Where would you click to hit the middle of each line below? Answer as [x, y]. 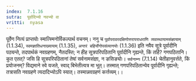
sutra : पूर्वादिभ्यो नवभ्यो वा [33, 17]
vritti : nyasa [25, 22]
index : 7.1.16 [25, 11]
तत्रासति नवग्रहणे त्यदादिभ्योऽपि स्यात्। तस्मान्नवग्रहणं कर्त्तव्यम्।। [65, 72]
